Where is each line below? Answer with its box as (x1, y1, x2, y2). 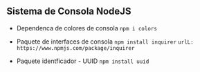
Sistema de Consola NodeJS (6, 6, 131, 17)
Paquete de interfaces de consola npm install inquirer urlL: (16, 37, 194, 46)
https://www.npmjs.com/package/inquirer (16, 44, 135, 51)
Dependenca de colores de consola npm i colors (16, 24, 157, 32)
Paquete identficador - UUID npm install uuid (16, 57, 149, 65)
